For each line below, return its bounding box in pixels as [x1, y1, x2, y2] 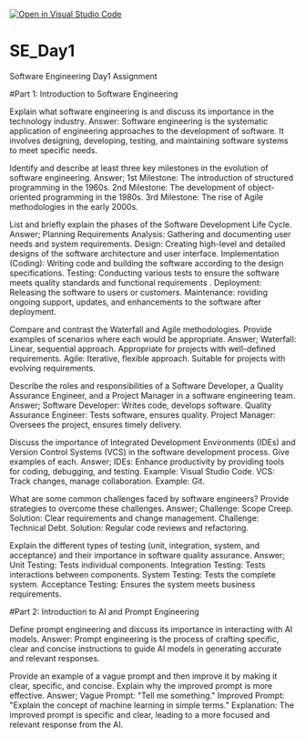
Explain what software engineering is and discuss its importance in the [9, 106, 275, 117]
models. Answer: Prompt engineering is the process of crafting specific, [9, 633, 280, 644]
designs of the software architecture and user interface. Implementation [9, 247, 280, 259]
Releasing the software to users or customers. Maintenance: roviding [9, 286, 269, 297]
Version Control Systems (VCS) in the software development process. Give [9, 446, 290, 457]
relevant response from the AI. [9, 719, 124, 730]
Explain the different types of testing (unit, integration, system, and [9, 539, 260, 551]
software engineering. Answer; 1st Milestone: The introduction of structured [9, 172, 294, 182]
